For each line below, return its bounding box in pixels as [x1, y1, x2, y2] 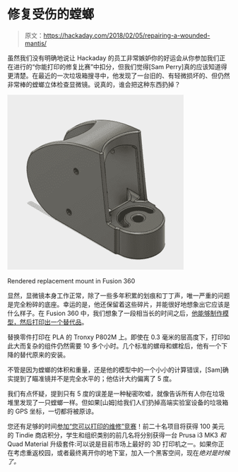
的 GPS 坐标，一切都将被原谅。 [7, 407, 98, 415]
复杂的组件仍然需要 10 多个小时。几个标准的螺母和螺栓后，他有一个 [25, 341, 222, 350]
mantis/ [24, 39, 47, 47]
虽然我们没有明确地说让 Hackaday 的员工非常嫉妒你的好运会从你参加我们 [7, 54, 220, 62]
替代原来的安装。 [19, 350, 69, 359]
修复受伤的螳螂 [7, 6, 95, 23]
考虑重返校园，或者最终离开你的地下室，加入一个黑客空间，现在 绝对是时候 [13, 448, 230, 456]
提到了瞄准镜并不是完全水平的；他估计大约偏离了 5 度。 [13, 374, 176, 382]
